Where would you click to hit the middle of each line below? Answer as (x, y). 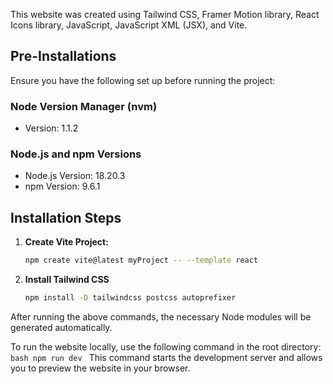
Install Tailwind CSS (67, 280)
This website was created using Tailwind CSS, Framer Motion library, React (165, 14)
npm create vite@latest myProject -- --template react (141, 260)
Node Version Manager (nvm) (84, 106)
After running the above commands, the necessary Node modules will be (161, 316)
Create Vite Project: (66, 242)
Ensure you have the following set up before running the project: (143, 80)
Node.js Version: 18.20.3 (75, 176)
